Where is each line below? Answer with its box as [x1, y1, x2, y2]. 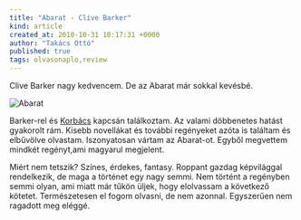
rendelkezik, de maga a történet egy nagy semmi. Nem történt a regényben [9, 171, 290, 182]
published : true [9, 47, 71, 56]
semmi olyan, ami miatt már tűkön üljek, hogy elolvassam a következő [9, 181, 270, 191]
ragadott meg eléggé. [9, 200, 91, 211]
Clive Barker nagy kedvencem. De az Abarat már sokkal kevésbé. [9, 81, 254, 91]
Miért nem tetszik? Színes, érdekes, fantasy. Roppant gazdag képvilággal [9, 162, 283, 172]
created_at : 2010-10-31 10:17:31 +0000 [9, 30, 160, 39]
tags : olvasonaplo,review [9, 55, 107, 64]
